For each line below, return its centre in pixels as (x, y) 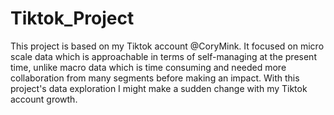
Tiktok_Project (72, 18)
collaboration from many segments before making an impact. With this (155, 78)
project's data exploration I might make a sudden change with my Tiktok (159, 88)
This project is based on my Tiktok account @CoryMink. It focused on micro (167, 46)
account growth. (44, 99)
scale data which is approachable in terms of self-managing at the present (163, 56)
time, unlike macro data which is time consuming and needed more (148, 67)
